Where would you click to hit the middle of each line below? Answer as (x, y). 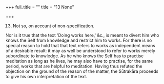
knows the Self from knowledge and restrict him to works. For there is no (79, 40)
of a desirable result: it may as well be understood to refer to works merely (81, 51)
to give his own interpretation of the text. (46, 76)
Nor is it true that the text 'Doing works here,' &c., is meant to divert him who (82, 35)
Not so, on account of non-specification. (53, 26)
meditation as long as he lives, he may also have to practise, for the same (79, 61)
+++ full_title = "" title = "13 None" (40, 7)
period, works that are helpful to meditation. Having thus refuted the (74, 66)
